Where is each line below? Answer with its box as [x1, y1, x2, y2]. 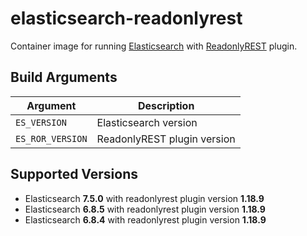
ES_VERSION [15, 117, 67, 128]
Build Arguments [10, 69, 118, 86]
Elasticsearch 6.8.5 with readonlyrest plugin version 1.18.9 [24, 203, 266, 215]
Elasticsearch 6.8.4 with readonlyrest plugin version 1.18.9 [24, 213, 267, 226]
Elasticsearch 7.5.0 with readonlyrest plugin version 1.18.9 [24, 192, 265, 204]
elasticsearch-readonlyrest [10, 7, 243, 30]
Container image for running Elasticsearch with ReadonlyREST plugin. [10, 40, 298, 52]
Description [137, 98, 195, 112]
